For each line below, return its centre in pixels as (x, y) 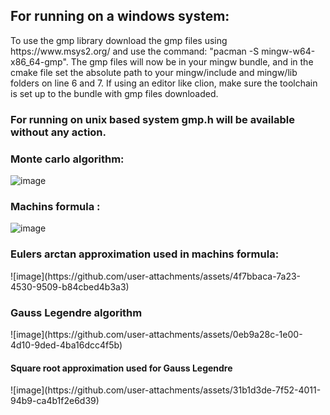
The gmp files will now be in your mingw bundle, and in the (192, 61)
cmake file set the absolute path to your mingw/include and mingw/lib (154, 72)
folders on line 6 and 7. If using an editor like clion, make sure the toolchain (164, 83)
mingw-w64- (288, 51)
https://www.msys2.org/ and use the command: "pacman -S (135, 51)
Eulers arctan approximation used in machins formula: (145, 254)
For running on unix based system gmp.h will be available (152, 119)
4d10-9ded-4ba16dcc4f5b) (66, 345)
